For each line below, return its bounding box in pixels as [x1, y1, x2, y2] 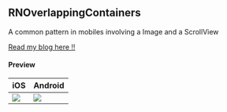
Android [33, 80, 65, 91]
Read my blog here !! [8, 42, 76, 52]
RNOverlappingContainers [8, 6, 142, 20]
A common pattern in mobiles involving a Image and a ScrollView [8, 27, 219, 36]
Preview [8, 60, 35, 70]
